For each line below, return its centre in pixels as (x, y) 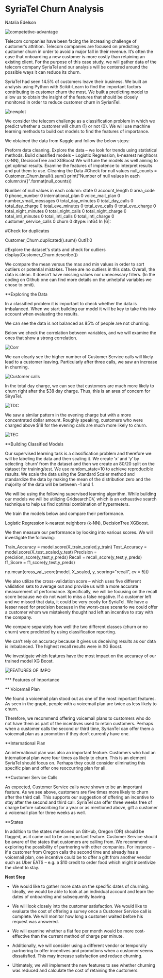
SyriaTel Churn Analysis (55, 9)
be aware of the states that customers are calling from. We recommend (76, 842)
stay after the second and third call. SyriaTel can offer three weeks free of (79, 802)
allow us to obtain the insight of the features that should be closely (72, 97)
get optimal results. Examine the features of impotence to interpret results (79, 166)
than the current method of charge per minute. (77, 936)
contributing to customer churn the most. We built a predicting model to (77, 92)
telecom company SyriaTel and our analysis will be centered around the (76, 67)
